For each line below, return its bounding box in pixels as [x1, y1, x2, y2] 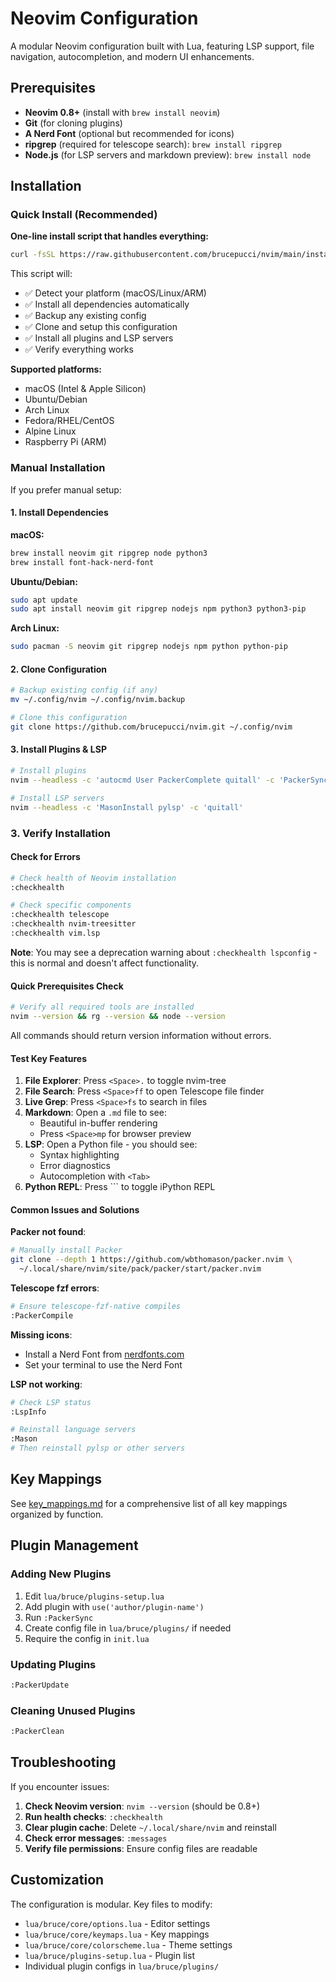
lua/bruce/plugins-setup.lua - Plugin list [24, 1949, 195, 1961]
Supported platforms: [10, 363, 102, 376]
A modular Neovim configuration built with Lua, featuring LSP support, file [10, 40, 315, 52]
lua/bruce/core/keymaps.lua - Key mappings [24, 1928, 210, 1940]
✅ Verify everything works [24, 343, 134, 356]
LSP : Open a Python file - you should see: [24, 1138, 198, 1151]
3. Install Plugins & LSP [10, 743, 107, 756]
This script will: [10, 268, 73, 280]
